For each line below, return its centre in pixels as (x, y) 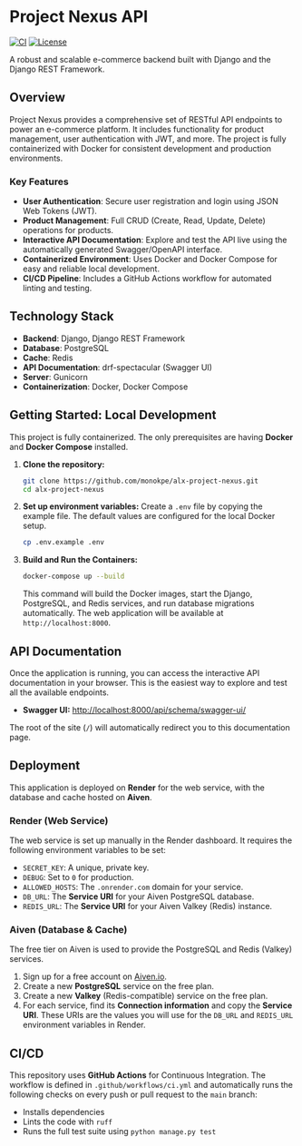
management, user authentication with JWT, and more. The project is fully (148, 139)
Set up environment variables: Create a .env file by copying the (142, 506)
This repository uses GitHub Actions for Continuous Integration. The (137, 1075)
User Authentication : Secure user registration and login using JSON (151, 201)
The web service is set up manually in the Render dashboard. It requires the (151, 840)
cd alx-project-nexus (63, 489)
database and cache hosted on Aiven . (81, 797)
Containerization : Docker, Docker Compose (105, 387)
